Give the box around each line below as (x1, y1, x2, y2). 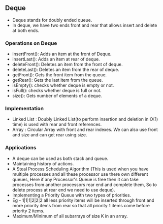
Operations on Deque (5, 39, 58, 46)
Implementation (5, 105, 44, 112)
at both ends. (12, 27, 39, 33)
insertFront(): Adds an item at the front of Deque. (12, 51, 112, 57)
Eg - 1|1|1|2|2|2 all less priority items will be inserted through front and (12, 197, 155, 203)
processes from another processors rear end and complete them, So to (12, 182, 157, 188)
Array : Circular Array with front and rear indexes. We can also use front (12, 127, 158, 132)
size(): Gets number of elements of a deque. (12, 93, 102, 99)
